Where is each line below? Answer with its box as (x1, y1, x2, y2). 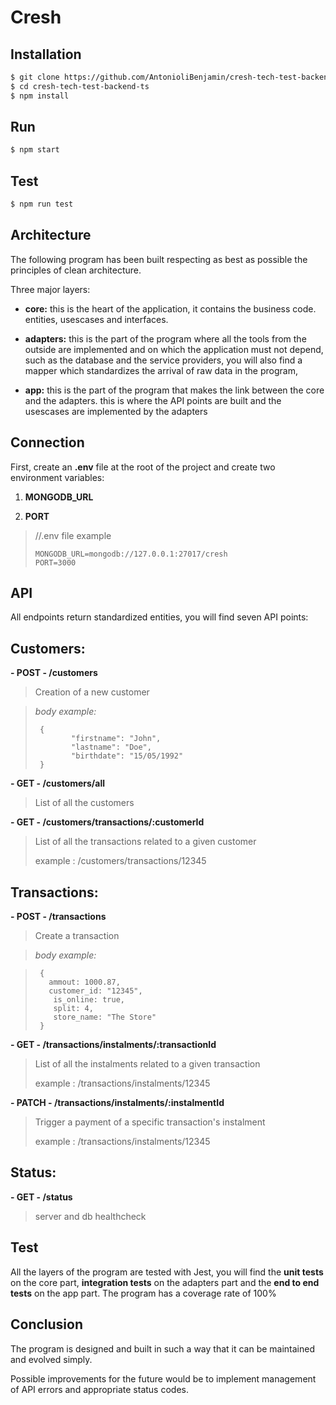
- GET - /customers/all (10, 777, 106, 790)
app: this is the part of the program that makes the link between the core (24, 384, 325, 396)
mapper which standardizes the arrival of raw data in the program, (24, 364, 298, 376)
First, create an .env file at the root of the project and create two (10, 461, 276, 473)
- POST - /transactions (10, 911, 107, 923)
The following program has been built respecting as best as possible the (10, 253, 308, 265)
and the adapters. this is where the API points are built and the (24, 394, 282, 406)
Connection (10, 434, 85, 451)
